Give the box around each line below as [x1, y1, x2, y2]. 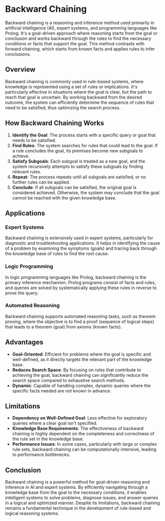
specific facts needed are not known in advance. [12, 388, 112, 393]
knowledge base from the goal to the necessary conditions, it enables [5, 489, 147, 495]
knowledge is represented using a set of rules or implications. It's [5, 84, 138, 90]
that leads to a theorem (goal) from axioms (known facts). [5, 324, 122, 329]
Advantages [5, 338, 43, 347]
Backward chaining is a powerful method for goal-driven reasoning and [5, 479, 150, 485]
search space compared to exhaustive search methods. [12, 377, 126, 383]
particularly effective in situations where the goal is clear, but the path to [5, 89, 152, 95]
